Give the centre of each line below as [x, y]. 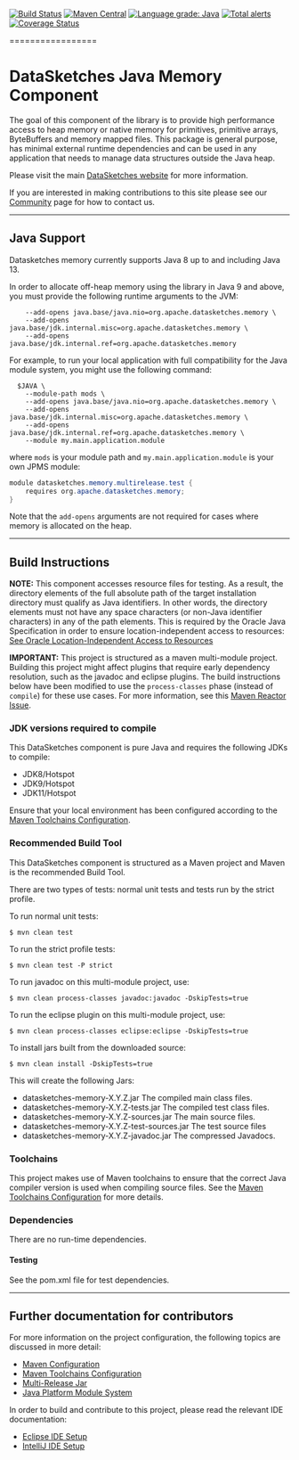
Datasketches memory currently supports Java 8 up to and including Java [145, 259]
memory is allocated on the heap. [70, 526]
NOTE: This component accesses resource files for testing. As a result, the [146, 584]
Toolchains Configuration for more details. [86, 1197]
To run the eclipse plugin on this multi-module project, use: [117, 1014]
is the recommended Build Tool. [68, 872]
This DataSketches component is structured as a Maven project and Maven [147, 862]
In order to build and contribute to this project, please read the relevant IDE [146, 1410]
